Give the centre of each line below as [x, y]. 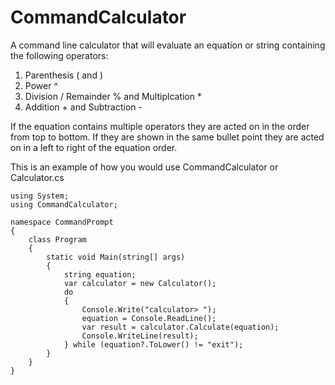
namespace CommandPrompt [62, 222]
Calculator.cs [37, 177]
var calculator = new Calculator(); [140, 283]
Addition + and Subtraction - [83, 107]
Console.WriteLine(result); [140, 336]
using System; [40, 196]
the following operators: [59, 55]
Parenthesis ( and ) [63, 75]
